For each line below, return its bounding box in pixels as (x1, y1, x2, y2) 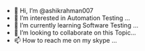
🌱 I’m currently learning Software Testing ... (13, 21, 139, 29)
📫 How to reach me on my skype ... (13, 37, 117, 44)
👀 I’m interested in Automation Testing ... (13, 14, 130, 22)
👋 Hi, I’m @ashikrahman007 (13, 7, 94, 14)
